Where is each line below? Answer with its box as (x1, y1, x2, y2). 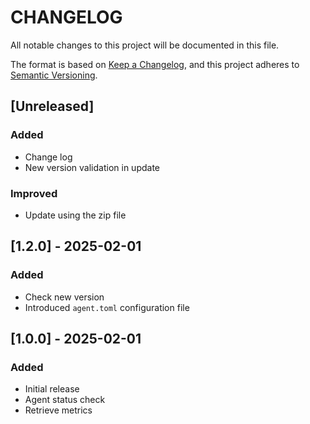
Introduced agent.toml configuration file (24, 301, 190, 313)
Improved (10, 186, 58, 200)
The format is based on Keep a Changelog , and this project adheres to (10, 58, 300, 70)
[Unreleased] (10, 98, 95, 115)
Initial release (24, 383, 80, 395)
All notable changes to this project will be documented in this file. (10, 39, 280, 51)
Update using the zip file (24, 209, 127, 221)
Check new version (24, 291, 105, 303)
